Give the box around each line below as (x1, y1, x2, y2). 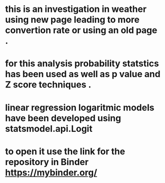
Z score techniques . (5, 79, 92, 91)
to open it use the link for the (5, 146, 125, 157)
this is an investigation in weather (5, 3, 147, 15)
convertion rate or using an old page (5, 25, 158, 36)
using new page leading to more (5, 14, 140, 25)
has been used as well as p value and (5, 69, 161, 80)
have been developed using (5, 112, 121, 124)
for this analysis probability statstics (5, 58, 160, 69)
